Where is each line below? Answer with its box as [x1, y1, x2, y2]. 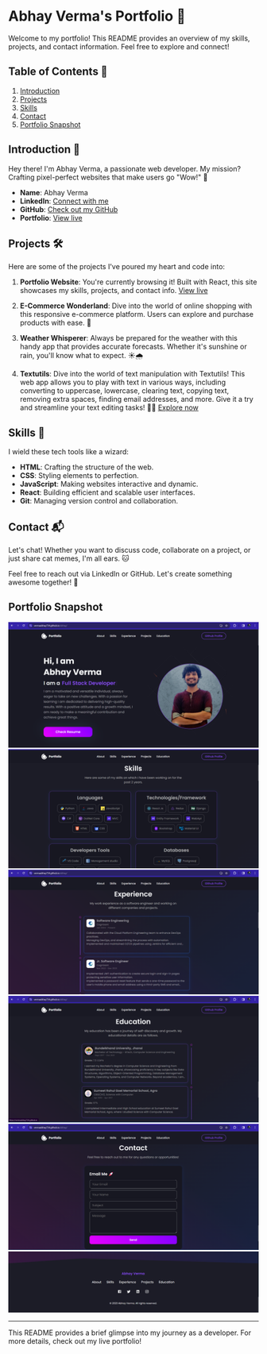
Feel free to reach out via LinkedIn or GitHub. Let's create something [8, 569, 233, 578]
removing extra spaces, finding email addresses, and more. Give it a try [19, 395, 254, 404]
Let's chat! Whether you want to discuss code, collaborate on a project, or [8, 546, 251, 554]
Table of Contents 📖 [8, 65, 108, 79]
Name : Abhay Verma [19, 187, 89, 197]
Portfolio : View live [19, 213, 83, 222]
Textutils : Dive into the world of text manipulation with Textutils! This [19, 369, 246, 379]
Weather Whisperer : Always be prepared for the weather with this [19, 334, 238, 343]
